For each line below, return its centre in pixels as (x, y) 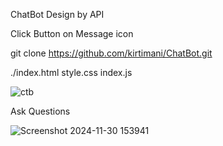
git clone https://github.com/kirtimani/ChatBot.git (111, 53)
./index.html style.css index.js (71, 72)
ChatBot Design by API (57, 14)
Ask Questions (40, 111)
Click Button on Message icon (72, 33)
